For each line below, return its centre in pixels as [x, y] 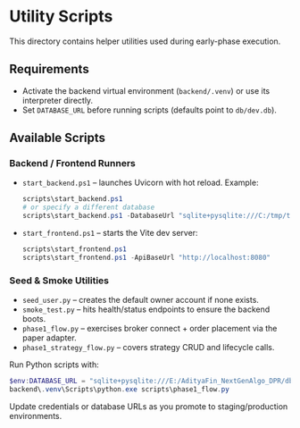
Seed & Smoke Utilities [59, 281]
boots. [34, 319]
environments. [36, 415]
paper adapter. [50, 338]
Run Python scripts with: [54, 365]
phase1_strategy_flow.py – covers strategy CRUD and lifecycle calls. [148, 348]
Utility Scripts [61, 17]
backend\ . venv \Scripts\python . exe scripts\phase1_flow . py [119, 389]
